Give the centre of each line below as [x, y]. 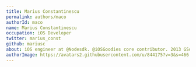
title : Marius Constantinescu [43, 11]
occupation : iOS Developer [39, 33]
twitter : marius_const [34, 38]
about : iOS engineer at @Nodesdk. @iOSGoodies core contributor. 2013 [94, 50]
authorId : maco [24, 22]
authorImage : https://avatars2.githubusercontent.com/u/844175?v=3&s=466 [98, 55]
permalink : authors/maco [36, 17]
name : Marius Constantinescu [41, 28]
